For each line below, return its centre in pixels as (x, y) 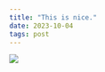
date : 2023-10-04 (41, 26)
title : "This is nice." (53, 17)
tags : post (29, 34)
